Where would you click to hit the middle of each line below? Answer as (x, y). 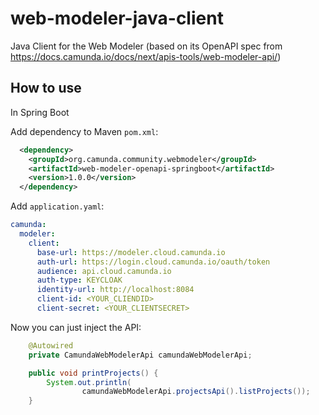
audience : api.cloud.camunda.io (104, 271)
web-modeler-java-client (117, 18)
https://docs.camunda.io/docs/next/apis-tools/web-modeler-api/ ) (146, 56)
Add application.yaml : (57, 206)
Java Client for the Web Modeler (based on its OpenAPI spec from (146, 46)
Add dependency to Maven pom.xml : (84, 131)
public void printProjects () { (93, 373)
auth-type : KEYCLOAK (79, 280)
